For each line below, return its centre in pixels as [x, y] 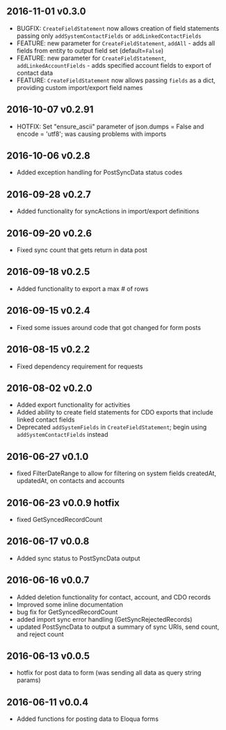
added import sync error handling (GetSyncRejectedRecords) [104, 619]
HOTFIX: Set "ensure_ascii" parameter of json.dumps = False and [110, 126]
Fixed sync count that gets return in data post [82, 250]
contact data [35, 73]
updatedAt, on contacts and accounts [71, 481]
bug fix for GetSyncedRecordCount [67, 612]
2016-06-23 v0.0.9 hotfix [63, 503]
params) [29, 680]
